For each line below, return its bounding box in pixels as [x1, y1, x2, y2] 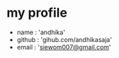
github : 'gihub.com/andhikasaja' [16, 35, 112, 43]
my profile [6, 5, 68, 21]
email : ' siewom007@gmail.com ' [16, 43, 111, 51]
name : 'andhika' [16, 28, 65, 36]
